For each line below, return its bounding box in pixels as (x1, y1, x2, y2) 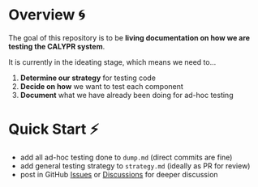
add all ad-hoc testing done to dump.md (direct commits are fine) (19, 152, 233, 162)
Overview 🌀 (8, 6, 85, 24)
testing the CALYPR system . (8, 41, 105, 51)
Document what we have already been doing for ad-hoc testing (19, 90, 234, 100)
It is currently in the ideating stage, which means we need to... (8, 57, 217, 66)
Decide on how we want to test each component (19, 81, 184, 91)
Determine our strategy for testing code (19, 73, 157, 83)
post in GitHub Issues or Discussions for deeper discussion (19, 169, 218, 179)
